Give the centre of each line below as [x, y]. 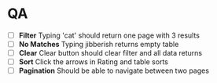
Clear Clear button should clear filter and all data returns [110, 53]
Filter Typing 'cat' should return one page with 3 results [109, 35]
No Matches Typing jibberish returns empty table [99, 44]
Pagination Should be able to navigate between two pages [114, 70]
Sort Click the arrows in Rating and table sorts [93, 62]
